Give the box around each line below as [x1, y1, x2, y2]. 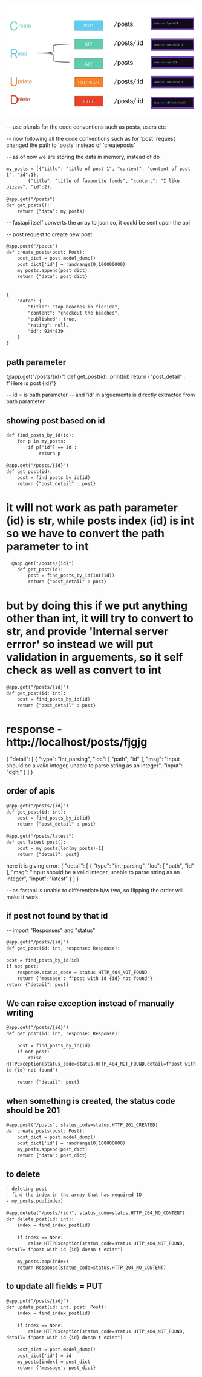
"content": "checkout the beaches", [28, 310, 120, 316]
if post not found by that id [6, 911, 108, 921]
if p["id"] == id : [28, 444, 77, 450]
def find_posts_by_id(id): [6, 432, 74, 438]
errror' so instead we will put [6, 637, 154, 651]
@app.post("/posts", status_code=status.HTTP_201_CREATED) [6, 1122, 158, 1128]
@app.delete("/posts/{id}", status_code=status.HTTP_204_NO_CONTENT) [6, 1210, 186, 1216]
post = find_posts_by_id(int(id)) [28, 573, 115, 579]
